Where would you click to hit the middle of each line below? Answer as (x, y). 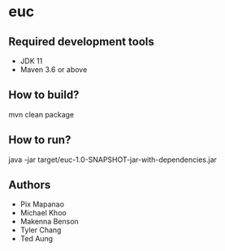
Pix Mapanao (42, 204)
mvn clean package (41, 114)
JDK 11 (31, 61)
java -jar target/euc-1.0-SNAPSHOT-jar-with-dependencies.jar (113, 160)
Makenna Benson (49, 222)
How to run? (40, 140)
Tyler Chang (41, 230)
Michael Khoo (43, 213)
